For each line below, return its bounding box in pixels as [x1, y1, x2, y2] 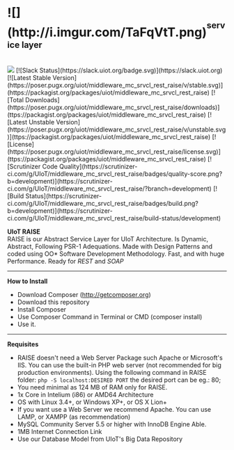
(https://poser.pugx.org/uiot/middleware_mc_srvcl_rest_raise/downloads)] [7, 103, 220, 112]
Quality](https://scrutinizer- [58, 162, 138, 171]
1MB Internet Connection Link [17, 428, 102, 436]
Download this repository [17, 298, 90, 307]
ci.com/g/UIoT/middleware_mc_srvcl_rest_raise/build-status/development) [7, 214, 221, 223]
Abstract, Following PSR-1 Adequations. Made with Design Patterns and [7, 242, 213, 251]
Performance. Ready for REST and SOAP [7, 257, 124, 266]
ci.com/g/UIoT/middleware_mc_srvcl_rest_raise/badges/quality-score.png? [7, 170, 223, 178]
